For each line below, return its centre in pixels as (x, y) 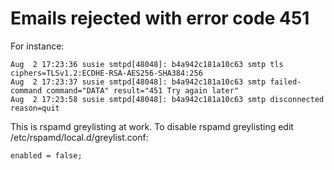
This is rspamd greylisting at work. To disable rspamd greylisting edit (152, 126)
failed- (285, 82)
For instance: (37, 46)
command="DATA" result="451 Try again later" (143, 90)
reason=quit (35, 108)
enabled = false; (46, 155)
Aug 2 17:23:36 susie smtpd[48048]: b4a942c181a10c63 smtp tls (147, 64)
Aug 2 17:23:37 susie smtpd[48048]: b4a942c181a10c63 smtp (138, 82)
